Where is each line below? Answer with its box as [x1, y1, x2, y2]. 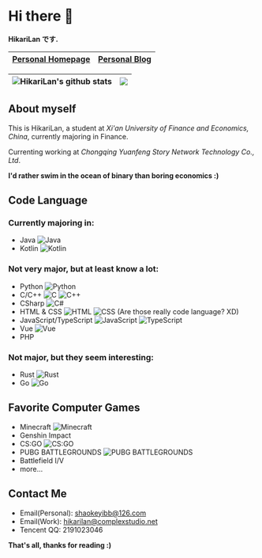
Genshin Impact [19, 431, 72, 440]
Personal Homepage [12, 53, 91, 64]
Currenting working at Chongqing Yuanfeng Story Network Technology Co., [8, 146, 255, 157]
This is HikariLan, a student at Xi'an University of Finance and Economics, [8, 123, 249, 133]
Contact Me [8, 487, 67, 501]
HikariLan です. [8, 34, 58, 44]
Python [19, 281, 43, 291]
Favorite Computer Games [8, 401, 140, 415]
